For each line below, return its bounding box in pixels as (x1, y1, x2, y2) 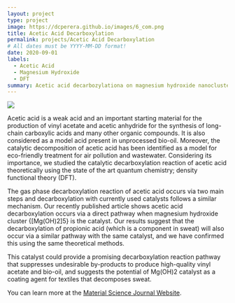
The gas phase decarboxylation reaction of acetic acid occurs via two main (7, 187, 225, 196)
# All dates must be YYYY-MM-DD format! (7, 43, 127, 50)
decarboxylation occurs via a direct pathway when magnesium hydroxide (7, 209, 219, 218)
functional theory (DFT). (7, 174, 77, 182)
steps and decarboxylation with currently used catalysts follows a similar (7, 195, 217, 203)
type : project (7, 17, 49, 24)
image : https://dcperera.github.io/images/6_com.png (7, 23, 164, 30)
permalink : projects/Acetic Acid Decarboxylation (7, 36, 155, 43)
